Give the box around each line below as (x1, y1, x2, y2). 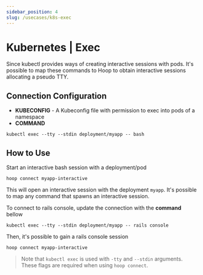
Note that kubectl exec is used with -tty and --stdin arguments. (21, 255, 183, 263)
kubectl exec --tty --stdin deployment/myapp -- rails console (6, 222, 169, 228)
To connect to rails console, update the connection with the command (6, 204, 181, 212)
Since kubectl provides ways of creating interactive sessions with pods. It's (6, 60, 194, 68)
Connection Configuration (6, 91, 107, 101)
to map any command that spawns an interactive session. (6, 193, 150, 200)
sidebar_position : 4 (6, 8, 59, 15)
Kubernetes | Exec (6, 40, 101, 54)
